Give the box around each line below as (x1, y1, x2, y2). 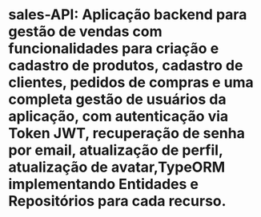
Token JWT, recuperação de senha (8, 124, 246, 143)
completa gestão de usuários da (8, 90, 227, 108)
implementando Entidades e (8, 176, 199, 193)
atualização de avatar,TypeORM (8, 158, 226, 176)
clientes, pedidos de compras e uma (8, 73, 254, 92)
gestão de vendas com (8, 22, 163, 41)
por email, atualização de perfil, (8, 141, 223, 160)
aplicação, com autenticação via (8, 108, 229, 125)
